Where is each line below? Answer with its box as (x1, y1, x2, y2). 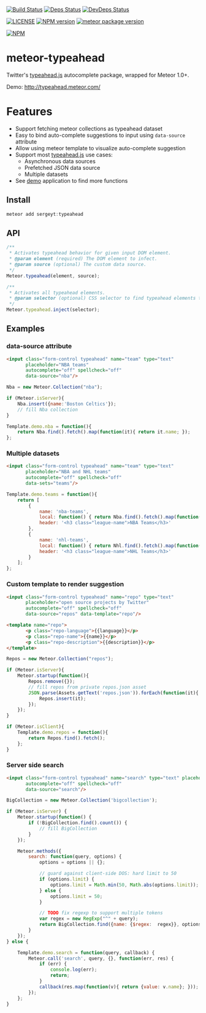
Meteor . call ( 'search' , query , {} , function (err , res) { (28, 955, 174, 961)
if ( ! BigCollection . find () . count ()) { (28, 820, 128, 826)
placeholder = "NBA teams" (25, 362, 89, 368)
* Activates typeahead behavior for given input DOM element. (9, 250, 172, 256)
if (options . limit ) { (39, 876, 95, 882)
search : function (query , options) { (28, 854, 122, 860)
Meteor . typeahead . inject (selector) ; (6, 307, 100, 313)
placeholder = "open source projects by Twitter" (25, 600, 150, 606)
